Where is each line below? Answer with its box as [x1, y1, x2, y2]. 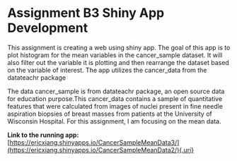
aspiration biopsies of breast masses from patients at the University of [7, 109, 212, 118]
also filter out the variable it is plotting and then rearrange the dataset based [7, 58, 230, 66]
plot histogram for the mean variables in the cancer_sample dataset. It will [7, 51, 223, 59]
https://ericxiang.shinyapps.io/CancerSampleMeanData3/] [9, 138, 180, 146]
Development [7, 20, 88, 36]
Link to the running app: [7, 131, 79, 139]
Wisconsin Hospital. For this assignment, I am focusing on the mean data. [7, 117, 221, 125]
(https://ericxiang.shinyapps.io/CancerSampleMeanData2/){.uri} [7, 145, 195, 154]
